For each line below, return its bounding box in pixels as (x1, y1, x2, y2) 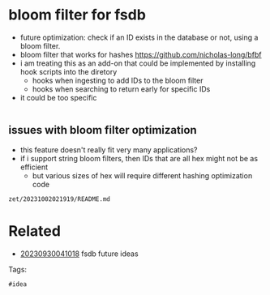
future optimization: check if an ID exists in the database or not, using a (19, 32, 259, 42)
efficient (19, 162, 49, 172)
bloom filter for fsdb (8, 6, 146, 24)
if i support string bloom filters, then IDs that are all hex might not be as (19, 153, 258, 163)
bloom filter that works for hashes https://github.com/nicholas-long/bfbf (19, 49, 262, 59)
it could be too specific (19, 92, 97, 102)
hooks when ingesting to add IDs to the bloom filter (32, 75, 204, 85)
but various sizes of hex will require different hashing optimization (32, 170, 253, 180)
